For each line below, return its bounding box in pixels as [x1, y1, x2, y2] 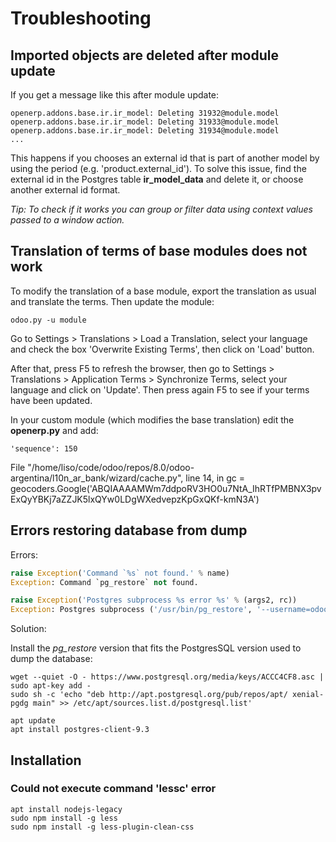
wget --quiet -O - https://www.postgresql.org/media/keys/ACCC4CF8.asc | [10, 672, 325, 682]
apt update [10, 716, 56, 726]
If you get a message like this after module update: [10, 89, 220, 101]
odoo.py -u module [10, 315, 87, 325]
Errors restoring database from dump [10, 522, 248, 539]
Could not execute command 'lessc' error [10, 782, 217, 796]
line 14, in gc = [185, 472, 246, 484]
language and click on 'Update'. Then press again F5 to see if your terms [10, 383, 310, 396]
